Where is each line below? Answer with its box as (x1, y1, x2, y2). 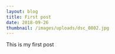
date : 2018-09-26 (6, 19, 49, 25)
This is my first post (6, 41, 54, 48)
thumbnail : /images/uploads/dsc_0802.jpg (6, 25, 110, 31)
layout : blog (6, 8, 38, 15)
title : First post (6, 14, 51, 20)
